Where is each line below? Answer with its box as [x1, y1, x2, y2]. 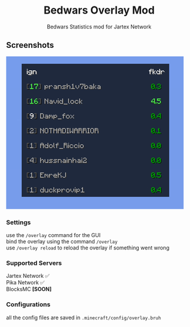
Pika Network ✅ [6, 279, 45, 286]
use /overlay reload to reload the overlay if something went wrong [6, 244, 170, 251]
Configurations [6, 300, 51, 309]
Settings [6, 218, 31, 226]
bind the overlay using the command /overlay [6, 238, 118, 245]
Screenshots [6, 40, 54, 50]
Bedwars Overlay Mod [43, 4, 155, 17]
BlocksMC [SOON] [6, 286, 52, 293]
